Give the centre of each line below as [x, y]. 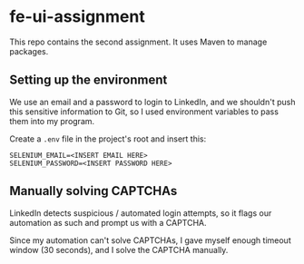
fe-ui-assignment [77, 17]
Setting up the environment [88, 80]
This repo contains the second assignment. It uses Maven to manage [138, 42]
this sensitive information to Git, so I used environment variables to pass [144, 112]
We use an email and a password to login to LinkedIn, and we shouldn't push [152, 102]
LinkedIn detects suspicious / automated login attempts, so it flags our [141, 213]
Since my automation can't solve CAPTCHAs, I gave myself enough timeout [151, 240]
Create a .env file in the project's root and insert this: [108, 139]
